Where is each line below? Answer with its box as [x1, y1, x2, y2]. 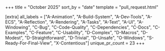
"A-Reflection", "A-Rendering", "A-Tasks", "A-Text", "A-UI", [17, 19, 136, 25]
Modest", [5, 35, 24, 41]
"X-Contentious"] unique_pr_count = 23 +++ [54, 40, 145, 46]
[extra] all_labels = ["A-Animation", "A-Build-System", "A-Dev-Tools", [5, 14, 145, 19]
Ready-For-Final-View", [5, 40, 53, 46]
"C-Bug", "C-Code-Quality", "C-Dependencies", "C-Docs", [32, 24, 152, 30]
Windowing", [5, 24, 31, 30]
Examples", [5, 30, 28, 35]
